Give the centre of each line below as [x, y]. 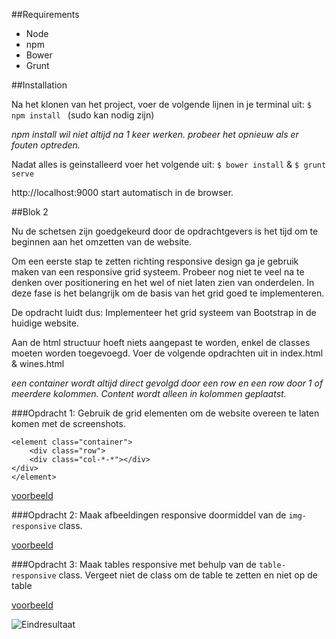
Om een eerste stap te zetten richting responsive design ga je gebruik [155, 261]
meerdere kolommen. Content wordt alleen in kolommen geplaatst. [149, 393]
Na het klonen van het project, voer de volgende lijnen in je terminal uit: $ [161, 104]
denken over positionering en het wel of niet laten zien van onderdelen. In [163, 282]
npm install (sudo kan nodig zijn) [83, 115]
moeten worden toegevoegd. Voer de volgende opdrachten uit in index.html [167, 353]
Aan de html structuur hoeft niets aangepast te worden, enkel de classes [161, 342]
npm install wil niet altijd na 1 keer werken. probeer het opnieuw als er [155, 134]
